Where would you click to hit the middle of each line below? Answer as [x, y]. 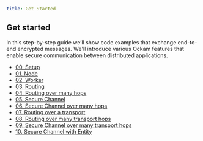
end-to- [187, 42]
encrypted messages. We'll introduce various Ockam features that [101, 49]
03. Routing [30, 86]
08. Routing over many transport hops [63, 119]
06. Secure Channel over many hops [61, 106]
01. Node [26, 74]
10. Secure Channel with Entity [54, 131]
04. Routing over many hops [51, 93]
